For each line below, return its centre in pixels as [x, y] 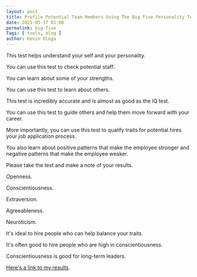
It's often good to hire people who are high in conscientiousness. [84, 245]
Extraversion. [22, 199]
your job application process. [41, 136]
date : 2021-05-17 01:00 [35, 22]
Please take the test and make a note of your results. [69, 165]
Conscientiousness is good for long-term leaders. [66, 256]
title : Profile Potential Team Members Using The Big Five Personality [95, 17]
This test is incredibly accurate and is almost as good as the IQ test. [88, 101]
